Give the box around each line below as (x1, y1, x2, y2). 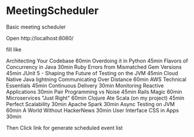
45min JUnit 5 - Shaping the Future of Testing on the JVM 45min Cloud (6, 69, 178, 76)
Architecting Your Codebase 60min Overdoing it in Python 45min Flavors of (6, 57, 189, 64)
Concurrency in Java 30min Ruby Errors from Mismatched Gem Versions (6, 63, 182, 71)
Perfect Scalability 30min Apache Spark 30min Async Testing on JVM (6, 100, 175, 107)
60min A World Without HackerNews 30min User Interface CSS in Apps (6, 107, 179, 114)
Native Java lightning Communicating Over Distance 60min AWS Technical (6, 76, 186, 83)
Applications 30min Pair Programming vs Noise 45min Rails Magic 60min (6, 88, 183, 95)
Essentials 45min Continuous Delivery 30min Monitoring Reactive (6, 82, 164, 89)
